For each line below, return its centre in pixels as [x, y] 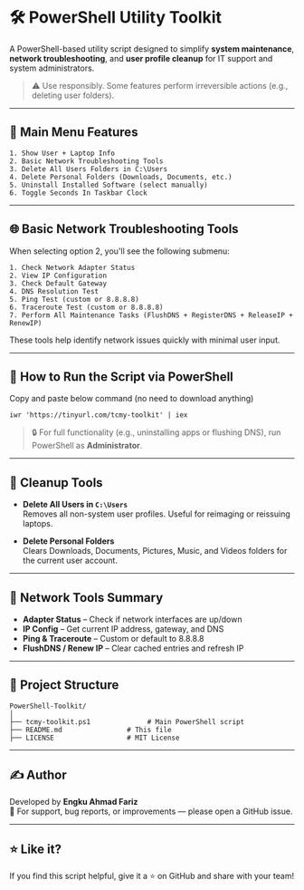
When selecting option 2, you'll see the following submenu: [120, 251]
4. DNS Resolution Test [54, 291]
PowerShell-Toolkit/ [48, 706]
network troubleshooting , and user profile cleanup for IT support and [141, 58]
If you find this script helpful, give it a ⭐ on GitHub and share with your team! [152, 876]
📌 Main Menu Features [74, 132]
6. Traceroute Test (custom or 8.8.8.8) [87, 307]
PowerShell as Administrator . [87, 446]
